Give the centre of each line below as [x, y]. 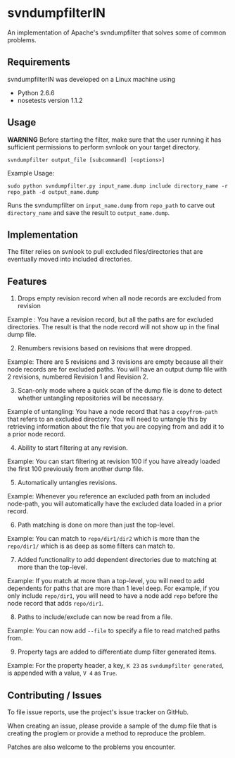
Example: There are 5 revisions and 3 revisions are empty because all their [115, 362]
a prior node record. [36, 434]
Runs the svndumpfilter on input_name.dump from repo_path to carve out [111, 205]
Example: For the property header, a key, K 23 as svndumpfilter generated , [115, 666]
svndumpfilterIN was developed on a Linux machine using [91, 79]
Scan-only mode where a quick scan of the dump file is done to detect [120, 391]
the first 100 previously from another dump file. [76, 469]
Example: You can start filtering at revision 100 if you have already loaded [114, 461]
